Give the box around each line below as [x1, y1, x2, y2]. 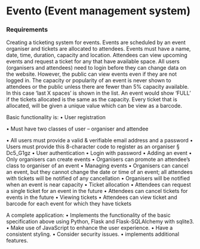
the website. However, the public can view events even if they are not [6, 70, 177, 78]
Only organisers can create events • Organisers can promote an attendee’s [6, 156, 190, 163]
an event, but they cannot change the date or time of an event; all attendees [6, 169, 193, 176]
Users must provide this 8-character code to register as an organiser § [6, 143, 180, 150]
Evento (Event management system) [6, 4, 191, 18]
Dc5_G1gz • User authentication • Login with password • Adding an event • [6, 150, 192, 157]
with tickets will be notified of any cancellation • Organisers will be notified [6, 175, 190, 182]
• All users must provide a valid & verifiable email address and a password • [6, 137, 193, 144]
